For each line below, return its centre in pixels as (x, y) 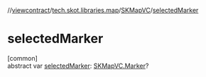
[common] (22, 58)
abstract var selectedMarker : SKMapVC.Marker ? (78, 66)
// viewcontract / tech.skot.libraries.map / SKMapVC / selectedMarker (103, 10)
